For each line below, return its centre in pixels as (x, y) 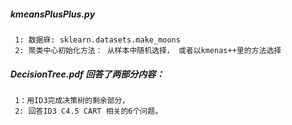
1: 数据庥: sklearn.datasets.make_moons (97, 40)
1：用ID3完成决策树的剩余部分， (72, 100)
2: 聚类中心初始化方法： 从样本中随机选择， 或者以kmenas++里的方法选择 (148, 50)
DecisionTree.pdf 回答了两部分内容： (87, 74)
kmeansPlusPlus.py (53, 14)
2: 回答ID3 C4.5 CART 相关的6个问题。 (88, 111)
